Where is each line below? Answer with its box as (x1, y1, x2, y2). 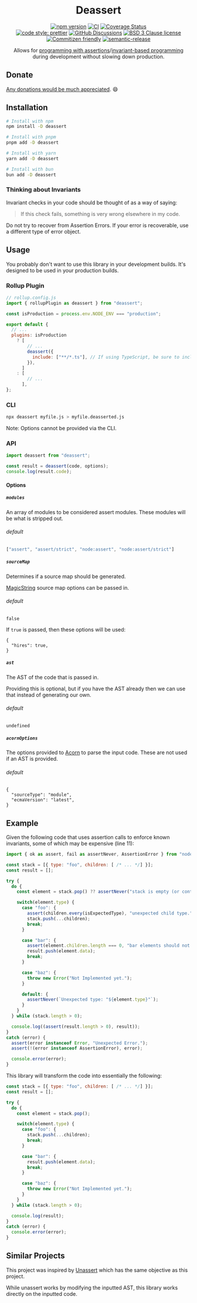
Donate (6, 70, 33, 80)
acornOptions (6, 735, 38, 741)
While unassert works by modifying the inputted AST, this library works (6, 1284, 178, 1291)
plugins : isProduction (11, 332, 67, 338)
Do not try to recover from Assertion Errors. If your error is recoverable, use (6, 221, 189, 229)
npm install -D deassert (6, 124, 67, 130)
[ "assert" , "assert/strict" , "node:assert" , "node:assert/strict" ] (6, 546, 175, 552)
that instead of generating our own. (6, 691, 91, 698)
